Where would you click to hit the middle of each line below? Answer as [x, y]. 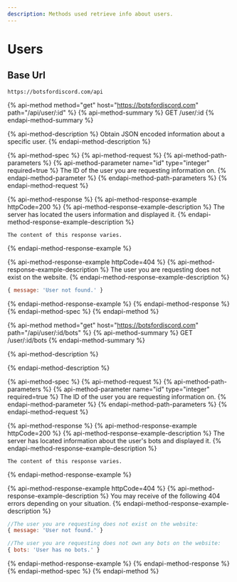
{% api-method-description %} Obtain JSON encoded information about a [116, 134]
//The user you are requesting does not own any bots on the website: [114, 544]
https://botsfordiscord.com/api [55, 92]
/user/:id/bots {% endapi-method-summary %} [77, 340]
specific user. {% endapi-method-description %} [79, 141]
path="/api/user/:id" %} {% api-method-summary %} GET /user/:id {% [111, 112]
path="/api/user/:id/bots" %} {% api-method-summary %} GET [100, 332]
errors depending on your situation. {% [65, 503]
